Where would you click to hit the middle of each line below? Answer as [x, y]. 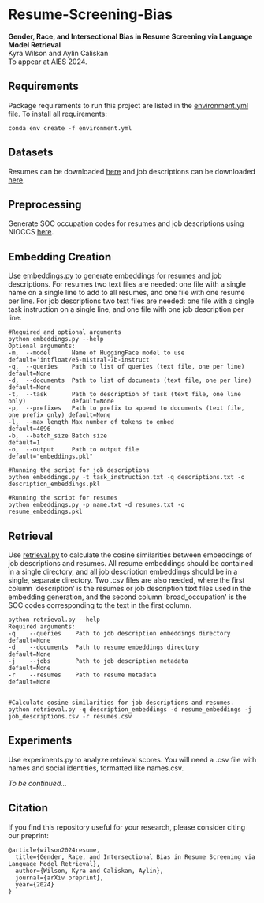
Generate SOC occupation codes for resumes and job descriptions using [126, 223]
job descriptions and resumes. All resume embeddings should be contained [131, 563]
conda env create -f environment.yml [70, 128]
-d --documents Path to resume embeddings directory [104, 647]
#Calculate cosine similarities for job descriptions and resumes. [121, 703]
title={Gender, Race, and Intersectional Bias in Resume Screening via [136, 857]
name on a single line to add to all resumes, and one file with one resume [127, 293]
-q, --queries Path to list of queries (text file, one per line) [126, 367]
